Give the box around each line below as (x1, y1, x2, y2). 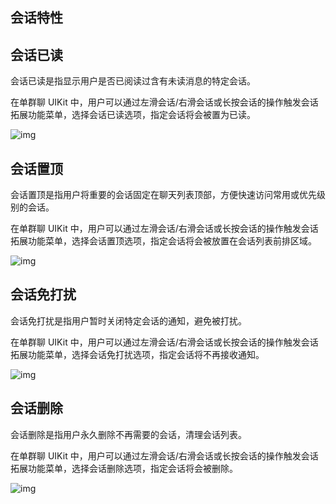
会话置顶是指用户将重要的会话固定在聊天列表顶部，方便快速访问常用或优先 (10, 189, 317, 201)
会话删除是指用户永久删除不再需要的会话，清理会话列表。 (10, 428, 247, 440)
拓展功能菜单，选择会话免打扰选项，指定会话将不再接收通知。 (10, 348, 265, 360)
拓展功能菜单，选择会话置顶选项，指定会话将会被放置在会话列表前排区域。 (10, 235, 317, 247)
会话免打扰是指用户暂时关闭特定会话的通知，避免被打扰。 (10, 314, 247, 327)
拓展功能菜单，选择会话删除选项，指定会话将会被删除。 (10, 462, 238, 474)
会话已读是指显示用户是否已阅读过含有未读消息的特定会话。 (10, 75, 256, 87)
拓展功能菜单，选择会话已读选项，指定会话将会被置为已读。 (10, 109, 256, 121)
